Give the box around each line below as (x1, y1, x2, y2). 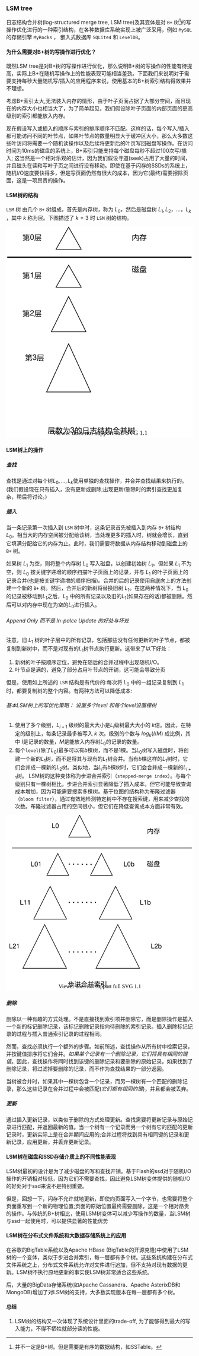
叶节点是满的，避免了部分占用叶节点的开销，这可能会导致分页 (14, 666, 166, 673)
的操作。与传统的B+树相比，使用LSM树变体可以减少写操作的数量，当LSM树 (6, 1210, 191, 1217)
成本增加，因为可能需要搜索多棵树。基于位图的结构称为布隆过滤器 (14, 788, 176, 795)
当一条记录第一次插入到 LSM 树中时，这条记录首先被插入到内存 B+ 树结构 (6, 524, 181, 531)
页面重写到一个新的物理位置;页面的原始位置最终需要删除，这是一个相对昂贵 (6, 1202, 190, 1209)
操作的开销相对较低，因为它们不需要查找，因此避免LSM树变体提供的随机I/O (6, 1175, 191, 1182)
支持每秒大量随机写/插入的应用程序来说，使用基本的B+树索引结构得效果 (11, 77, 187, 84)
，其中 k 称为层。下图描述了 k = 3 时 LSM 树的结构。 (6, 214, 132, 222)
